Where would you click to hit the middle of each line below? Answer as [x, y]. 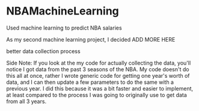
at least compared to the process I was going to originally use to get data [97, 95]
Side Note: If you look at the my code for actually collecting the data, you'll [99, 63]
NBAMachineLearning [63, 11]
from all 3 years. [26, 101]
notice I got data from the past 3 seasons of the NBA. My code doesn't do [98, 69]
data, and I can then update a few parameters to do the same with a [90, 82]
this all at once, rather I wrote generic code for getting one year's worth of [98, 75]
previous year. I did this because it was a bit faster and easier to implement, [100, 88]
